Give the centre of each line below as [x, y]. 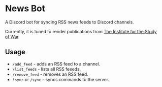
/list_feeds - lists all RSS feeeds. [47, 69]
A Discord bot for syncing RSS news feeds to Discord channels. [70, 22]
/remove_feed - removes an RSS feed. [50, 74]
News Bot [25, 9]
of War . [12, 37]
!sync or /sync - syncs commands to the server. [61, 79]
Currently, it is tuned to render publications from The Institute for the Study [81, 31]
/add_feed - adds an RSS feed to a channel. [56, 64]
